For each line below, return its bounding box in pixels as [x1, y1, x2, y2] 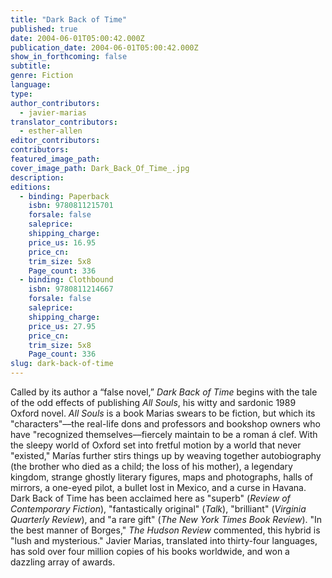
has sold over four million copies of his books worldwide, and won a [10, 546, 290, 557]
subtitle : [10, 61, 52, 71]
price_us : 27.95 [28, 321, 97, 331]
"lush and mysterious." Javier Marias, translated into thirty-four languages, [10, 535, 318, 546]
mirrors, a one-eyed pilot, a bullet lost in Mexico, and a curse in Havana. [10, 482, 307, 493]
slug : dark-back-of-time [10, 359, 114, 369]
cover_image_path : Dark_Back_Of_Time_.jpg [10, 163, 190, 173]
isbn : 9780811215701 [28, 201, 114, 211]
